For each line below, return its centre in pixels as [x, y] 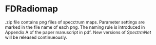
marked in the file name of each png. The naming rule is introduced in [75, 27]
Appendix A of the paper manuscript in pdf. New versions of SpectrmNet [78, 32]
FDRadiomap [32, 9]
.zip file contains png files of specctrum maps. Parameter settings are [75, 22]
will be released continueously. [36, 37]
